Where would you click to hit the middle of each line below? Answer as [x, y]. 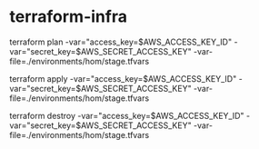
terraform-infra [68, 17]
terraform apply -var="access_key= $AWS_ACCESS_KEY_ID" [123, 78]
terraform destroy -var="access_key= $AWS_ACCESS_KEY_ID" [127, 115]
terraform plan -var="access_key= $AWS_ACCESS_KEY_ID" [121, 42]
